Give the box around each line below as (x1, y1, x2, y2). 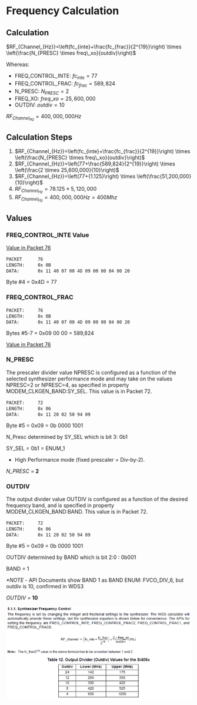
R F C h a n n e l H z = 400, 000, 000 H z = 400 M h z (14, 194, 118, 203)
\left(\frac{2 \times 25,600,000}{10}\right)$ (14, 167, 119, 174)
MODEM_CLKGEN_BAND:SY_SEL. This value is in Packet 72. (6, 388, 152, 395)
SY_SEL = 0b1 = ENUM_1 (6, 445, 65, 452)
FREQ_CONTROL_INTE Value (6, 231, 89, 239)
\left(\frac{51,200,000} (136, 173, 192, 180)
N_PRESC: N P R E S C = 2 (14, 87, 69, 96)
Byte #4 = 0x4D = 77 (6, 279, 57, 286)
